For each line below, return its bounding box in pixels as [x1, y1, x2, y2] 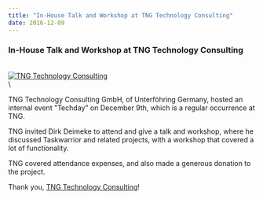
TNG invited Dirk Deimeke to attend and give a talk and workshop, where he [8, 127, 254, 136]
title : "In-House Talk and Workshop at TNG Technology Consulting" [8, 11, 234, 20]
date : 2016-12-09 [8, 19, 65, 27]
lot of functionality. [8, 143, 69, 153]
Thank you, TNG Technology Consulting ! [8, 182, 140, 191]
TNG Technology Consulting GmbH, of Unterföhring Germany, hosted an [8, 94, 243, 104]
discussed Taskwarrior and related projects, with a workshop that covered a [8, 135, 254, 144]
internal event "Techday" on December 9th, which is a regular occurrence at [8, 103, 255, 112]
